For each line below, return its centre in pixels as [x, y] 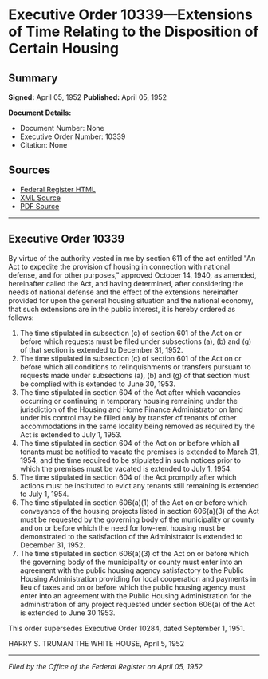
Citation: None [43, 145]
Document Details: [40, 113]
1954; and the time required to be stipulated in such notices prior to [130, 460]
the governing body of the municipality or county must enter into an [131, 562]
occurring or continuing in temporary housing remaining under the [128, 401]
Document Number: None [62, 128]
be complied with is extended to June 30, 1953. [97, 384]
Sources [30, 170]
